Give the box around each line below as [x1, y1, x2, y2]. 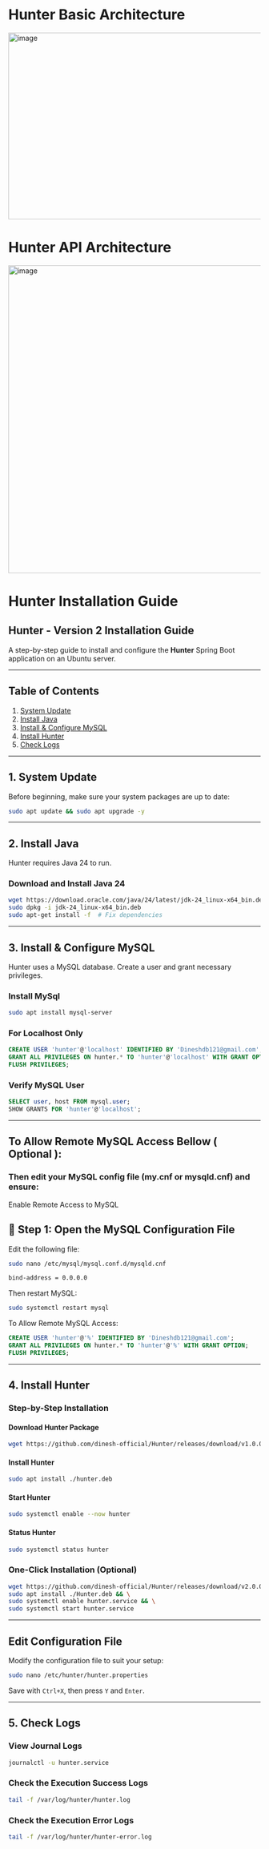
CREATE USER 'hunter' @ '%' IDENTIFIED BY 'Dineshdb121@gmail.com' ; [8, 1334, 235, 1342]
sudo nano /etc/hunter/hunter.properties [8, 1671, 149, 1679]
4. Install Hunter [8, 1379, 90, 1393]
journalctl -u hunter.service [8, 1759, 110, 1767]
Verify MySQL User [8, 1079, 85, 1091]
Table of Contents [8, 685, 100, 698]
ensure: [8, 1181, 39, 1192]
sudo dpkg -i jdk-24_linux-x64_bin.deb [8, 903, 142, 912]
